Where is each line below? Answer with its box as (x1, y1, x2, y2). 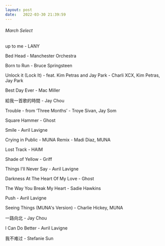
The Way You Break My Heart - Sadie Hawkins (5, 185, 101, 191)
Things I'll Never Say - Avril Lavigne (5, 166, 79, 172)
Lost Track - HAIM (5, 146, 43, 152)
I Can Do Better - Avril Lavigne (5, 225, 68, 231)
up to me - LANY (5, 43, 40, 49)
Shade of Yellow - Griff (5, 156, 52, 162)
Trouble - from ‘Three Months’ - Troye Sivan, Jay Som (5, 107, 116, 113)
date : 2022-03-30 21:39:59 (5, 12, 66, 17)
